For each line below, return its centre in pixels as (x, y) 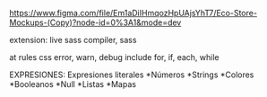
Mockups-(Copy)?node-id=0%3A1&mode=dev (95, 22)
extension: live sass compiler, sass (73, 40)
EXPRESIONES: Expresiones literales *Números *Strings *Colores (132, 75)
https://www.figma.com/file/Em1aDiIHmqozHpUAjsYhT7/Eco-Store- (133, 13)
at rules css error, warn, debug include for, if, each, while (114, 57)
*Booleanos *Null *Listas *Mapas (73, 84)
